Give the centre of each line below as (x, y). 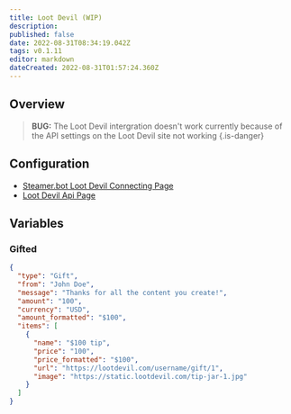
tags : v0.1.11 (36, 51)
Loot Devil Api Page (59, 195)
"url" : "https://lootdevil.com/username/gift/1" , (128, 368)
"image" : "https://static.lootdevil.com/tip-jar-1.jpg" (140, 376)
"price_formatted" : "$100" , (86, 360)
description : (34, 26)
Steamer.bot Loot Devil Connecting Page (98, 185)
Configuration (50, 164)
